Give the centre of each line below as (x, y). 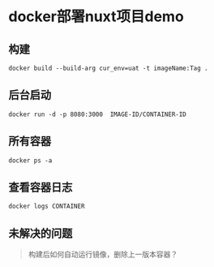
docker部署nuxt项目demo (96, 17)
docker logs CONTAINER (47, 207)
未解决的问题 (41, 233)
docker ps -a (30, 160)
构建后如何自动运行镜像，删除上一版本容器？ (103, 254)
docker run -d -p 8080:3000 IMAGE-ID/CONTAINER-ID (97, 114)
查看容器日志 (41, 187)
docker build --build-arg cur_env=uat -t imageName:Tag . (108, 68)
